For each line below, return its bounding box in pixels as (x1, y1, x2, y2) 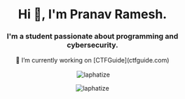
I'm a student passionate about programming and (6, 32, 179, 41)
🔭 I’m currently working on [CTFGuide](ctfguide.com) (15, 56, 170, 65)
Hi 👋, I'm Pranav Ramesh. (18, 6, 167, 22)
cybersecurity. (67, 40, 118, 50)
